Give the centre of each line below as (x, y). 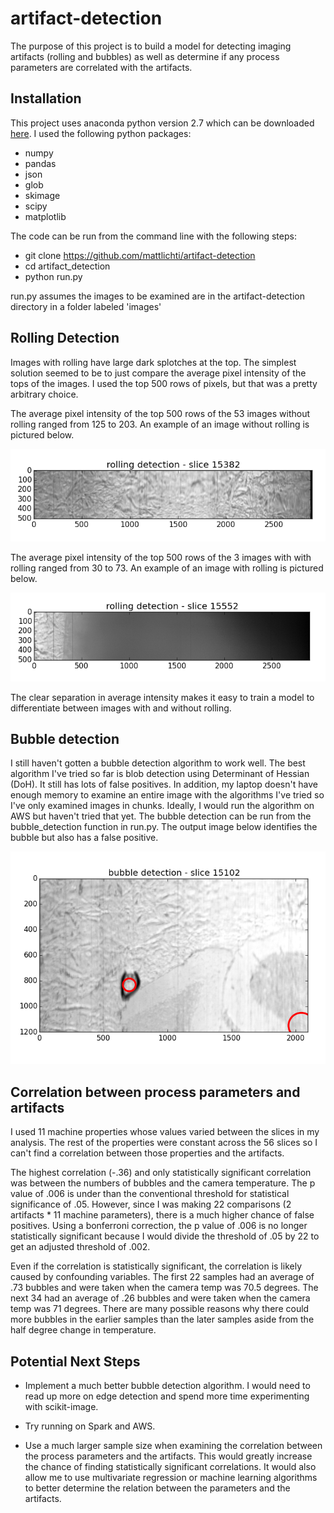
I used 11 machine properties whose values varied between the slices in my (165, 1132)
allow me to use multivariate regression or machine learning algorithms (171, 1477)
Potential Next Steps (75, 1361)
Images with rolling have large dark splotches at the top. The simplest (153, 362)
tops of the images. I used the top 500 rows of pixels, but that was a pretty (164, 383)
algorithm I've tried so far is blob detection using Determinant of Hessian (160, 774)
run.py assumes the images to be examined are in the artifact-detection (157, 296)
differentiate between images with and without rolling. (121, 708)
